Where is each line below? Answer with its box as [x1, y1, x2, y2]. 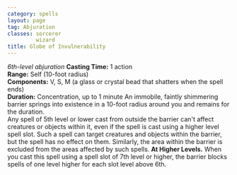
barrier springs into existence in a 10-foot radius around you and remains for [7, 100, 230, 108]
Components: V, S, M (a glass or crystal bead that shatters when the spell [7, 78, 224, 85]
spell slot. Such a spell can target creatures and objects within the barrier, [7, 130, 222, 138]
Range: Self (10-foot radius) [7, 70, 89, 78]
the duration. [7, 107, 45, 116]
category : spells [7, 10, 59, 18]
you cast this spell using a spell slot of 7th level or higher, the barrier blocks [7, 152, 228, 161]
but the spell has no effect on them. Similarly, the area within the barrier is [7, 138, 223, 145]
